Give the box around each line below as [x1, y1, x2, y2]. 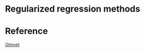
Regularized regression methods [5, 3, 141, 15]
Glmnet [5, 42, 20, 48]
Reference [5, 26, 48, 37]
